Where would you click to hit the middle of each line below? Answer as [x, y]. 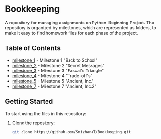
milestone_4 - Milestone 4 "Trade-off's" [52, 76]
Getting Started [29, 102]
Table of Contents [33, 48]
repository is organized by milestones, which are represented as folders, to [81, 27]
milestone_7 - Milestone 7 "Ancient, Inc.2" [54, 86]
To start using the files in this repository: [46, 113]
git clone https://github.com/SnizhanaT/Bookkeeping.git [71, 132]
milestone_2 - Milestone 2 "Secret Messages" [58, 65]
